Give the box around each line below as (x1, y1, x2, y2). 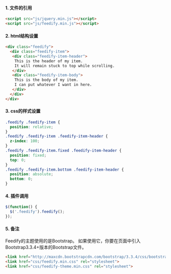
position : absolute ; (10, 172, 53, 177)
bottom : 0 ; (10, 176, 33, 182)
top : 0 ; (10, 157, 26, 162)
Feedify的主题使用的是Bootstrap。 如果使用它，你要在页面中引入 (5, 238, 141, 244)
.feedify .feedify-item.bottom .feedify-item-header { (5, 167, 124, 172)
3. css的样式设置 (5, 108, 41, 114)
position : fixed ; (10, 153, 47, 158)
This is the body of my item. (14, 77, 79, 83)
